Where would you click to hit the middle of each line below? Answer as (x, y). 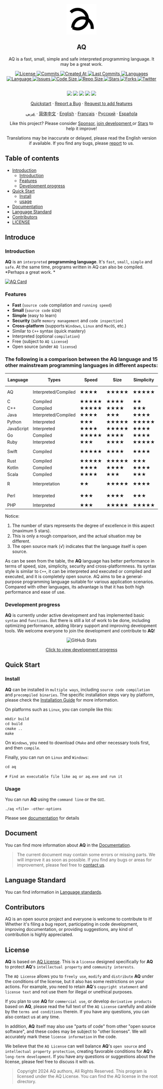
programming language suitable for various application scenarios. (88, 582)
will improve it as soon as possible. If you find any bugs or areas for (84, 860)
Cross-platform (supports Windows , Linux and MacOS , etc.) (69, 325)
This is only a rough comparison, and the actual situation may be (77, 536)
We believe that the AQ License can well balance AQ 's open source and (76, 1046)
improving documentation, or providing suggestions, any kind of (69, 929)
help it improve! (81, 128)
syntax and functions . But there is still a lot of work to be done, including (78, 620)
